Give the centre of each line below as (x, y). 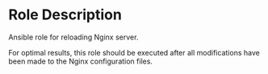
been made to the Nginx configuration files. (81, 61)
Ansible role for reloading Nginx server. (73, 37)
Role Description (65, 15)
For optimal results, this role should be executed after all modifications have (134, 52)
